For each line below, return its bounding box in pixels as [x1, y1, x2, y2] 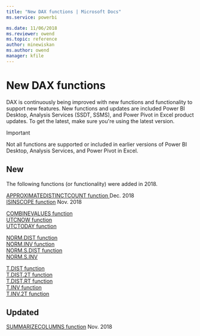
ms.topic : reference [6, 36, 58, 42]
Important [6, 129, 30, 136]
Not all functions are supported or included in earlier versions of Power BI [6, 140, 187, 148]
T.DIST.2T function [6, 271, 53, 278]
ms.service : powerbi [6, 14, 58, 20]
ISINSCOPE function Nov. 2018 [6, 198, 82, 205]
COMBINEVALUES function [6, 210, 73, 217]
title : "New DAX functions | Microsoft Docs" [6, 8, 121, 15]
